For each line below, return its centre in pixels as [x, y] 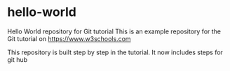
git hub [18, 59]
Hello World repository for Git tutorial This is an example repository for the [114, 31]
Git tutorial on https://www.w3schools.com [69, 38]
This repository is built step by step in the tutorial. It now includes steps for [115, 52]
